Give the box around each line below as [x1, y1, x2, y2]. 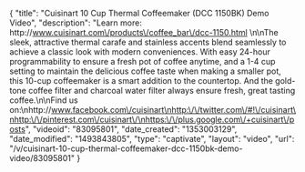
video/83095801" [9, 153, 76, 163]
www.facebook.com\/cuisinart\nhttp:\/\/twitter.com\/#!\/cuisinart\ [51, 105, 297, 115]
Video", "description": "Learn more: [9, 17, 143, 28]
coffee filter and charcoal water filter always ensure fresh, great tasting [28, 86, 296, 96]
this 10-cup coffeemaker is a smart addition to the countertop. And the [9, 76, 273, 86]
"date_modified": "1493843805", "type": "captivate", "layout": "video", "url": [9, 134, 295, 144]
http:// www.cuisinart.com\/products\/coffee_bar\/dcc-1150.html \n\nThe [9, 27, 280, 37]
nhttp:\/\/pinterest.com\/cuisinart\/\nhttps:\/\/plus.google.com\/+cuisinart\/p [9, 114, 295, 125]
